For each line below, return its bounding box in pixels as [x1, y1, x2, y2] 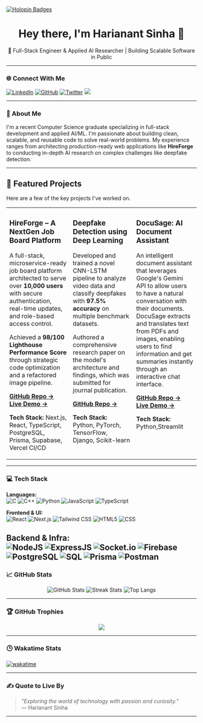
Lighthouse [9, 341, 43, 349]
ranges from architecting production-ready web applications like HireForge [6, 142, 193, 150]
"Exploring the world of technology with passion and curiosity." [21, 698, 179, 705]
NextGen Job [9, 227, 55, 236]
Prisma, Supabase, [9, 436, 62, 444]
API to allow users [136, 282, 187, 290]
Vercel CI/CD [9, 444, 47, 452]
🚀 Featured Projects [6, 179, 82, 189]
